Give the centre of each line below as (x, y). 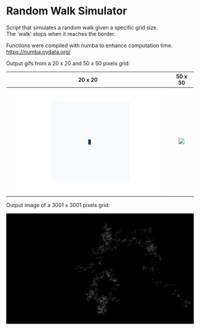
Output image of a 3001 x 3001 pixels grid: (58, 205)
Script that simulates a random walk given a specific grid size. (82, 27)
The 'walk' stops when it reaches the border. (61, 33)
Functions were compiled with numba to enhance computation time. (90, 45)
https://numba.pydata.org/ (38, 51)
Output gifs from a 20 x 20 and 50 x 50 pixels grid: (68, 63)
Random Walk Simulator (67, 11)
